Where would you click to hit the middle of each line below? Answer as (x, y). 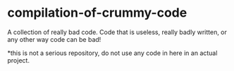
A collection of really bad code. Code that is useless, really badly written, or (117, 32)
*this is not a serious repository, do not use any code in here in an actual (112, 53)
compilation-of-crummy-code (97, 13)
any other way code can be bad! (54, 39)
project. (19, 60)
